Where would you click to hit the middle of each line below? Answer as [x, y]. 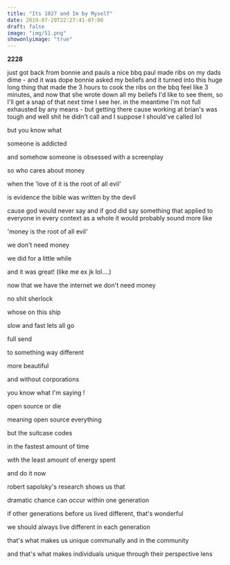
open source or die [34, 406]
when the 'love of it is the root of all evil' [64, 184]
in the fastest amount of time [48, 446]
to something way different [46, 353]
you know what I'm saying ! [46, 393]
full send [20, 339]
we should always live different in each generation [79, 527]
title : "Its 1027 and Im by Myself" [60, 14]
